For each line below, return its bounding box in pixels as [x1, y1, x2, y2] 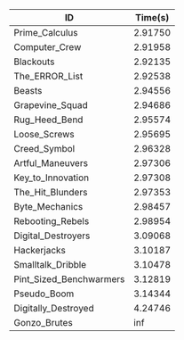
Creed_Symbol [13, 143, 76, 154]
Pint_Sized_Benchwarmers [13, 273, 125, 285]
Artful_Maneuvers [13, 157, 89, 169]
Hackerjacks [13, 245, 67, 256]
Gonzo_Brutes [13, 317, 73, 328]
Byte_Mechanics [13, 201, 84, 212]
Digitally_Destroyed [13, 303, 95, 314]
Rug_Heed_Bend [13, 113, 84, 126]
